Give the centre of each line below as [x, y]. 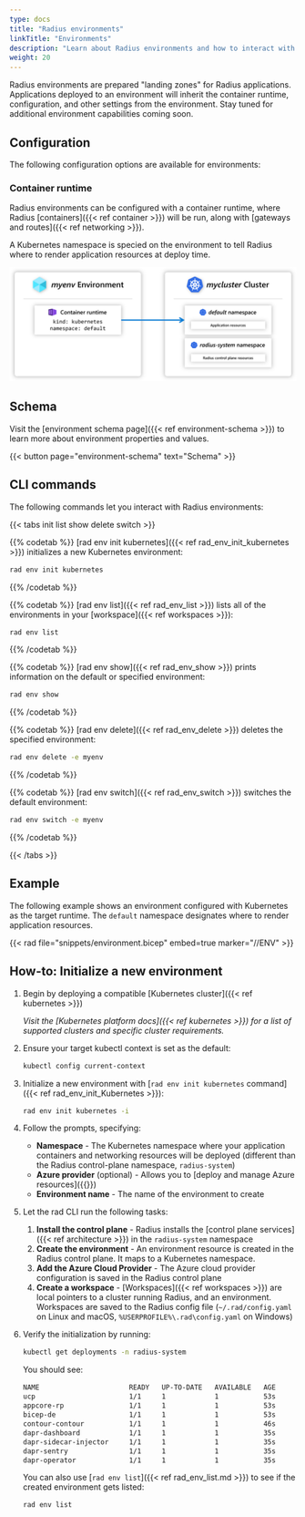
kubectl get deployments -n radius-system [104, 1352]
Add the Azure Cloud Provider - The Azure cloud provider [146, 1268]
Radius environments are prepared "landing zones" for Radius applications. [150, 85]
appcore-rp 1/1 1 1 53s [149, 1406]
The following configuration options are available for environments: [135, 164]
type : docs [30, 19]
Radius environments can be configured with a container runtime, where [145, 208]
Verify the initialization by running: [86, 1335]
